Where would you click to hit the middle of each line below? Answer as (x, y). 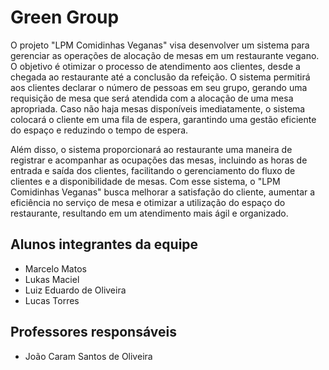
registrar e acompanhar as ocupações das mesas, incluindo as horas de (159, 160)
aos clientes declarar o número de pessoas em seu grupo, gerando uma (159, 87)
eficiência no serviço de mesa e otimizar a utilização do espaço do (148, 202)
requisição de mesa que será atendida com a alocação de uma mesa (152, 98)
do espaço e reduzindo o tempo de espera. (99, 130)
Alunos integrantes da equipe (104, 244)
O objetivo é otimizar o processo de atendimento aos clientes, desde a (155, 66)
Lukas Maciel (52, 279)
